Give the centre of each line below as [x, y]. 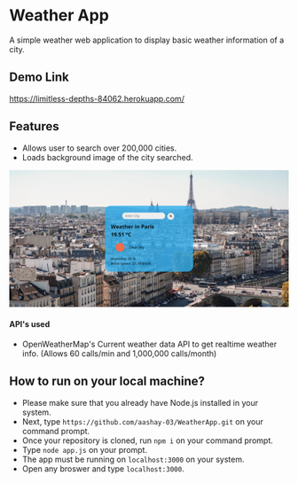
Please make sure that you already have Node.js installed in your [140, 402]
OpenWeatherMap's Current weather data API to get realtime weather [149, 344]
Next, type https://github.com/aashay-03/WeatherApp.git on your [142, 421]
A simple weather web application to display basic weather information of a [147, 40]
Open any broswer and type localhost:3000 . [103, 468]
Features [34, 126]
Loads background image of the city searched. [107, 157]
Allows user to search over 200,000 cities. [99, 148]
